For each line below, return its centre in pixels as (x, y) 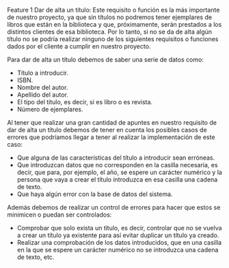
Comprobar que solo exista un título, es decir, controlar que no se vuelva (119, 228)
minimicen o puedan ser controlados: (59, 215)
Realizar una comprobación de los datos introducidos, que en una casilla (119, 242)
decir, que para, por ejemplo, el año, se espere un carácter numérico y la (119, 172)
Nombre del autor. (42, 87)
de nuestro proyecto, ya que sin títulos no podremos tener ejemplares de (110, 17)
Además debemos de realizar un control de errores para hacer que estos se (114, 207)
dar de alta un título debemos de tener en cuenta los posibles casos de (107, 130)
